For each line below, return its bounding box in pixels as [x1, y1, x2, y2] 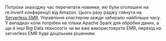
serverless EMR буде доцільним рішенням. [5, 31, 96, 36]
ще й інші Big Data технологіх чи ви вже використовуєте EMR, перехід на [5, 25, 161, 31]
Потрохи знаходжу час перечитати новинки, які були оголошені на [5, 4, 149, 10]
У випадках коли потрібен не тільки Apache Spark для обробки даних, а [5, 20, 159, 26]
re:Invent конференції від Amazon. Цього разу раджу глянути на [5, 9, 142, 15]
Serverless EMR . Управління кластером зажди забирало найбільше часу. [5, 15, 161, 20]
